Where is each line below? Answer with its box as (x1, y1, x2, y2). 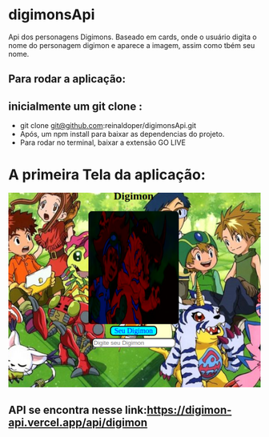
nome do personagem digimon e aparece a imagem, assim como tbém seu (8, 40, 255, 50)
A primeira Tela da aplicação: (8, 166, 206, 184)
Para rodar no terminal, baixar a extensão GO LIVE (19, 138, 187, 147)
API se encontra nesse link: (8, 403, 147, 417)
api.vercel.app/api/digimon (8, 415, 148, 429)
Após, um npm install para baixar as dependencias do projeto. (19, 130, 225, 139)
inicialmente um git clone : (8, 99, 143, 113)
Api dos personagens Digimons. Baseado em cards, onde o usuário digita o (8, 32, 258, 42)
